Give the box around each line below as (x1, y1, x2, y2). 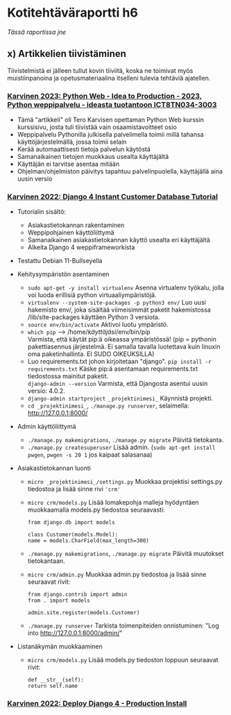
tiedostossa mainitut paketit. (27, 372, 109, 380)
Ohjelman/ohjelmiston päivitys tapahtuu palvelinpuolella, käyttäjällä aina (17, 167, 223, 176)
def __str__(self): (27, 677, 85, 684)
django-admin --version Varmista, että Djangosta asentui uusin (27, 380, 208, 388)
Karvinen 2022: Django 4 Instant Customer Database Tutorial (7, 192, 219, 201)
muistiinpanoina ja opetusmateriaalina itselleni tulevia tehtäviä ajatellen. (7, 74, 211, 82)
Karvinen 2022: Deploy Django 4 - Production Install (7, 699, 187, 709)
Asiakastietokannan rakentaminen (27, 221, 125, 230)
